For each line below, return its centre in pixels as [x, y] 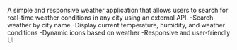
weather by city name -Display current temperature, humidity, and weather [116, 25]
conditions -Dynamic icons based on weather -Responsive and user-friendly [119, 32]
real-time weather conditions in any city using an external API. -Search [110, 18]
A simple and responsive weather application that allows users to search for [118, 10]
